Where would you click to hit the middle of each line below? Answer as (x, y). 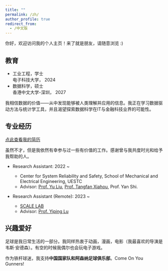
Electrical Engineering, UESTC (51, 181)
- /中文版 (19, 28)
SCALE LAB (32, 206)
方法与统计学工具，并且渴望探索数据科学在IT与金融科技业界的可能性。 (81, 109)
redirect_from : (21, 24)
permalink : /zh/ (22, 14)
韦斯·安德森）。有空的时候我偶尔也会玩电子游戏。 (55, 247)
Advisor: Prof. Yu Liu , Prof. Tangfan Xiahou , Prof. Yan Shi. (79, 186)
